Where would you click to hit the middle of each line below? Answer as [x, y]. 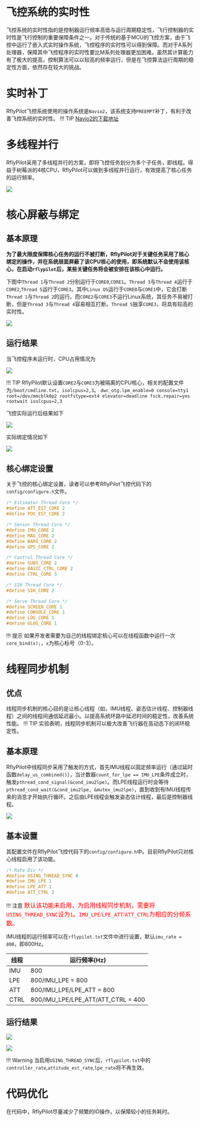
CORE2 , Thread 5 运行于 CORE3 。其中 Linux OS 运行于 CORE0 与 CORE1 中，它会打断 [97, 289]
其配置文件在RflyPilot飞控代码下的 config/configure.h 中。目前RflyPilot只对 [97, 851]
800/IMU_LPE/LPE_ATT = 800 [73, 990]
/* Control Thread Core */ [40, 558]
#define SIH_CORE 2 [30, 591]
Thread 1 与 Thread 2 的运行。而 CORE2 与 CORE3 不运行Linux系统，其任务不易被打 [100, 296]
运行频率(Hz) [88, 960]
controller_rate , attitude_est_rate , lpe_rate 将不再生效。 [77, 1067]
